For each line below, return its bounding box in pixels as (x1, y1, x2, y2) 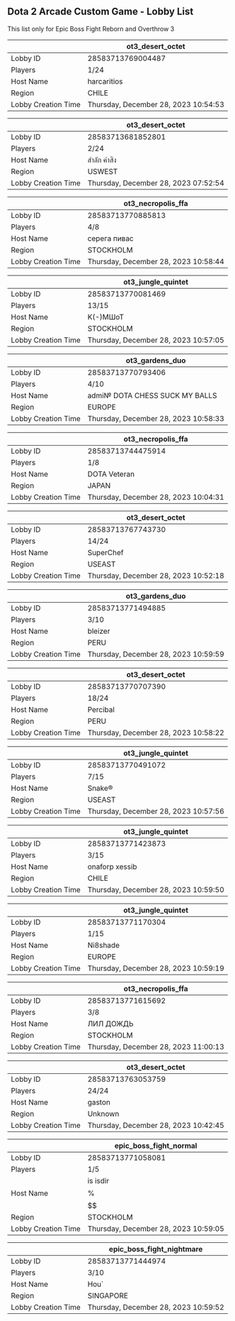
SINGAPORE (87, 1290, 129, 1300)
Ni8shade (87, 940, 120, 950)
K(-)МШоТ (87, 312, 125, 322)
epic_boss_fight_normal (114, 1141, 197, 1151)
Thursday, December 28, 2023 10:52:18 (87, 571, 224, 581)
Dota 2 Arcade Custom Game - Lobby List (7, 6, 194, 18)
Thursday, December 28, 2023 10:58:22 (87, 728, 224, 738)
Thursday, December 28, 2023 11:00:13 (87, 1041, 224, 1051)
